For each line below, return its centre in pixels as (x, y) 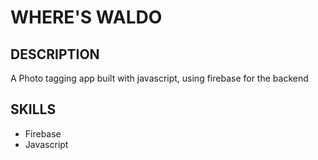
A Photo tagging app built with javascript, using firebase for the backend (159, 78)
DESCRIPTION (55, 54)
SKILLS (33, 109)
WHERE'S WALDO (86, 17)
